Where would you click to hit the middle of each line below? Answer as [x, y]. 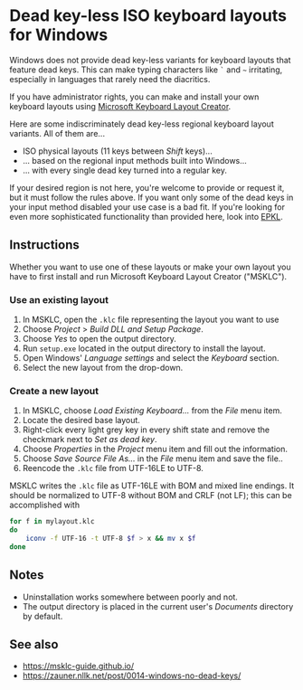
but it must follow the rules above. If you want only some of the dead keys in [151, 197]
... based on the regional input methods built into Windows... [134, 160]
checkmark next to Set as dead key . [90, 440]
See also [34, 644]
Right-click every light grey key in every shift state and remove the [146, 430]
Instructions [44, 245]
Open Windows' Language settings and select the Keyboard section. [151, 358]
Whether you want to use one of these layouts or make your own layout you [150, 267]
